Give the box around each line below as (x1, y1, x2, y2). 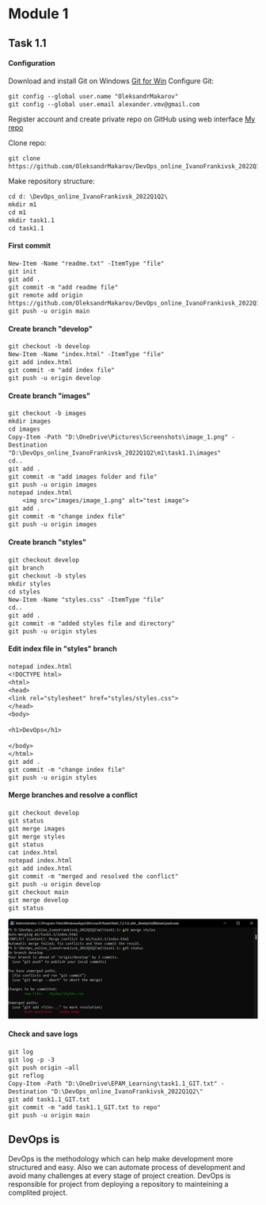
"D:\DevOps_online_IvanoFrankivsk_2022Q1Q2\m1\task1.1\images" (8, 449, 222, 457)
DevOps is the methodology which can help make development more (8, 1153, 234, 1163)
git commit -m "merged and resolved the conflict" (8, 873, 179, 881)
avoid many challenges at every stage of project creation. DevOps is (8, 1171, 231, 1180)
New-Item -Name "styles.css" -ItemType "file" (8, 596, 165, 604)
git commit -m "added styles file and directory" (8, 620, 176, 627)
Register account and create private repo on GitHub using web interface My (8, 114, 256, 124)
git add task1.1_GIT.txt (8, 1096, 90, 1103)
